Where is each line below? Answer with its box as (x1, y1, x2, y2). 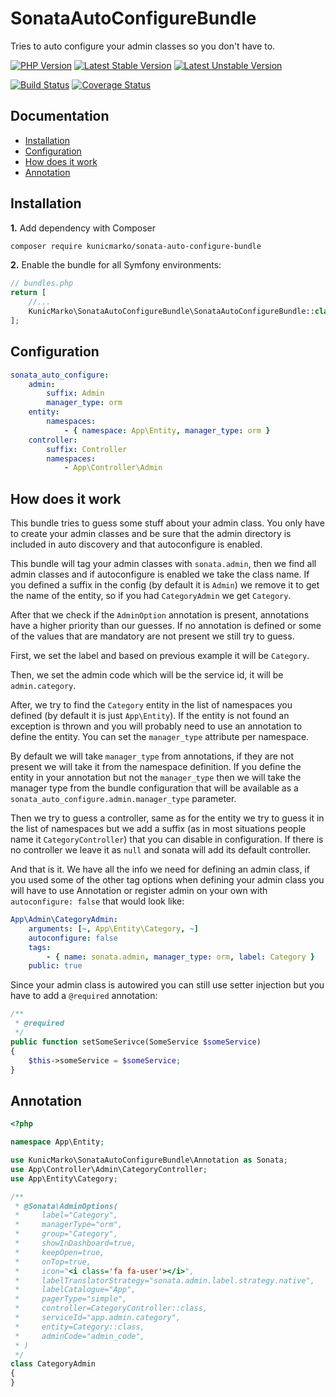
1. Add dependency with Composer (10, 222, 156, 234)
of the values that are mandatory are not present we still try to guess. (10, 630, 295, 642)
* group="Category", (14, 1229, 118, 1239)
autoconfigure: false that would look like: (10, 895, 185, 907)
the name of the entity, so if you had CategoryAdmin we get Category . (10, 590, 292, 602)
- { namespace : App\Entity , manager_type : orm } (63, 425, 271, 436)
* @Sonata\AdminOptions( (14, 1201, 118, 1211)
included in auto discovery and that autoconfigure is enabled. (10, 538, 263, 551)
